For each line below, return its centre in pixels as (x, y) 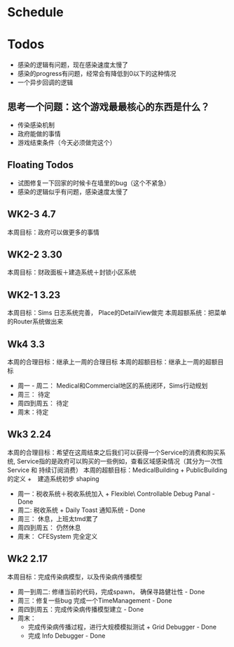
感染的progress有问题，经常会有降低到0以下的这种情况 (97, 74)
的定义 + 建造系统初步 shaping (53, 478)
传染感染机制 (36, 124)
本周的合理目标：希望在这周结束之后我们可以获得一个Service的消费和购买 (113, 452)
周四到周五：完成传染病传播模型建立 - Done (81, 609)
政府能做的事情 (39, 134)
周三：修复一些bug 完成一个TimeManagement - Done (95, 600)
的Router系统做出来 (35, 321)
